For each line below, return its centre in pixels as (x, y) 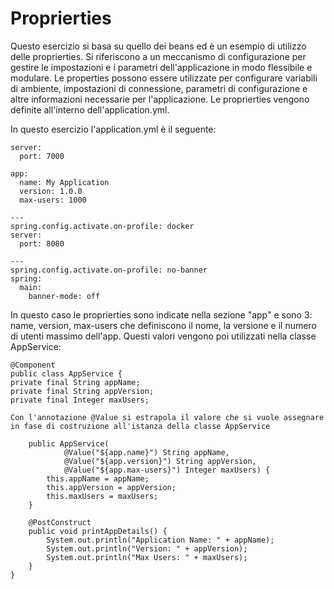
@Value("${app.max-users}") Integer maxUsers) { (167, 470)
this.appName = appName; (98, 478)
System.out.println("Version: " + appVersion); (147, 548)
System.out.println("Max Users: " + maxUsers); (147, 557)
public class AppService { (66, 373)
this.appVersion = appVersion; (111, 487)
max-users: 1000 (53, 200)
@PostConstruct (60, 522)
